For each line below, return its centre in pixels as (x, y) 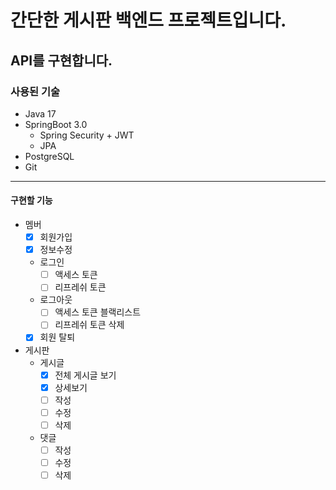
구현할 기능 (31, 200)
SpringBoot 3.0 (56, 124)
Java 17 (40, 113)
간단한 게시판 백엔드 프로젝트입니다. (148, 20)
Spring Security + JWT (87, 135)
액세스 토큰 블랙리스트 (98, 312)
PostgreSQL (49, 156)
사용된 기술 (35, 91)
